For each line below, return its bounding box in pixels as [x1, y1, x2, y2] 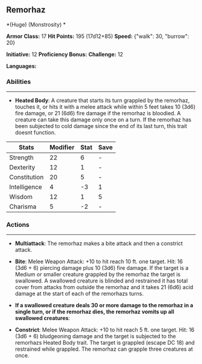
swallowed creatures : [14, 315, 70, 322]
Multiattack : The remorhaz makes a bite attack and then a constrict [14, 240, 183, 247]
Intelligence [9, 183, 42, 191]
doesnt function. [14, 129, 56, 136]
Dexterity [9, 163, 35, 171]
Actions [6, 220, 30, 229]
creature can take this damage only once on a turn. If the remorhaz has [14, 116, 192, 123]
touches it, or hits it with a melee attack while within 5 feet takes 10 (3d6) [14, 103, 196, 110]
